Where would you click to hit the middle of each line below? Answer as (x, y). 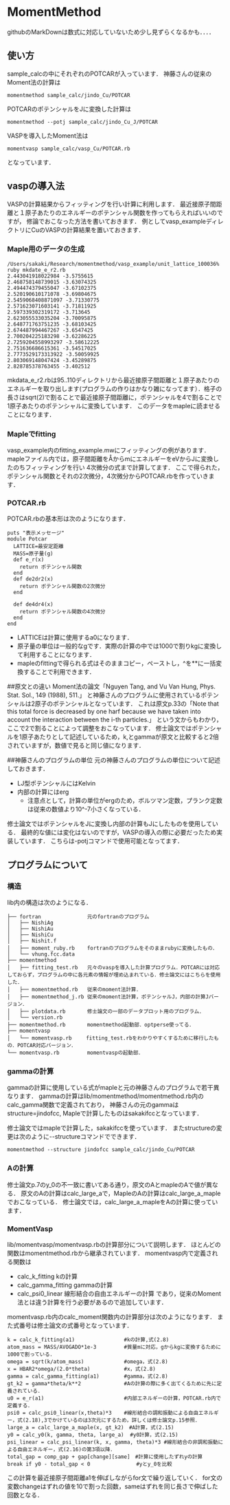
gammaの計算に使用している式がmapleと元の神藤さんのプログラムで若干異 (113, 1088)
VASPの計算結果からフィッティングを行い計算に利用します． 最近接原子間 (112, 204)
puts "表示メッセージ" (36, 533)
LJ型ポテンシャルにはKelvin (56, 783)
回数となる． (25, 1495)
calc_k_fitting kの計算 (47, 1276)
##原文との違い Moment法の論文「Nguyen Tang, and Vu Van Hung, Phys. (112, 686)
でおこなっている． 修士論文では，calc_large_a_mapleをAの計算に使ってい (113, 1201)
